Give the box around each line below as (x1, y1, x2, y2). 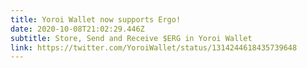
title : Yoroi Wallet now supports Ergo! (10, 14, 182, 25)
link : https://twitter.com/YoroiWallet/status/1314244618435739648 (10, 42, 298, 53)
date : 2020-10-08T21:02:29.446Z (10, 24, 145, 34)
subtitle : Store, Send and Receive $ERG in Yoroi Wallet (10, 33, 253, 43)
